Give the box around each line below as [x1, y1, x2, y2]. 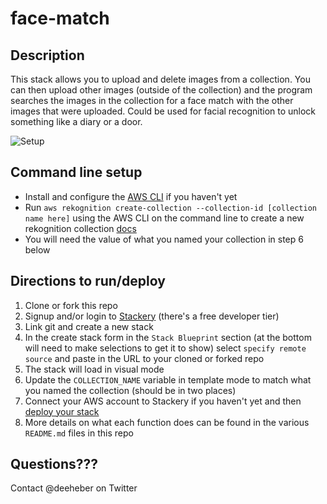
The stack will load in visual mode [24, 363, 165, 375]
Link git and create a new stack [24, 320, 154, 332]
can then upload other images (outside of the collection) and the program [10, 84, 313, 96]
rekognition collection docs [24, 222, 137, 234]
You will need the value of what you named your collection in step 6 [24, 233, 304, 245]
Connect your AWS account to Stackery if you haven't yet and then [24, 395, 302, 407]
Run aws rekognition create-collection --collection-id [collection [24, 201, 317, 213]
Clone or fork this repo [24, 299, 118, 311]
